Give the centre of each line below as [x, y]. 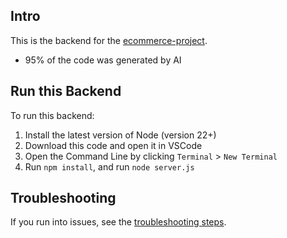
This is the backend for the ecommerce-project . [109, 40]
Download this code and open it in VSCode [113, 145]
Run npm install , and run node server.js [109, 166]
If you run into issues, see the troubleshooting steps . [118, 222]
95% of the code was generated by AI [103, 60]
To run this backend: [52, 115]
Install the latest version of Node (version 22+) [120, 135]
